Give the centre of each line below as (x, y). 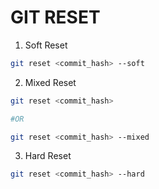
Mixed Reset (50, 82)
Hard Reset (48, 156)
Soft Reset (46, 45)
